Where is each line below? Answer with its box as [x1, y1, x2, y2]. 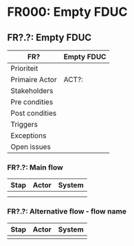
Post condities [10, 108, 57, 118]
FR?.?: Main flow [7, 163, 63, 172]
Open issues [10, 142, 52, 152]
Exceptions [10, 131, 47, 140]
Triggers [10, 120, 38, 129]
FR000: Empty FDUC [7, 4, 128, 20]
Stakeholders [10, 86, 54, 95]
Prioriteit [10, 63, 38, 73]
